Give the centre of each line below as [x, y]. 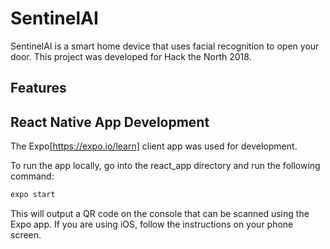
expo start [33, 195]
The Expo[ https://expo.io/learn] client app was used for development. [154, 146]
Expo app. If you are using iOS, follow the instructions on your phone [152, 224]
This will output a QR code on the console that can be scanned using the [160, 214]
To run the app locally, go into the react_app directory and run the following [165, 166]
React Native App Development [110, 122]
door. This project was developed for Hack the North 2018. [131, 56]
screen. [26, 235]
